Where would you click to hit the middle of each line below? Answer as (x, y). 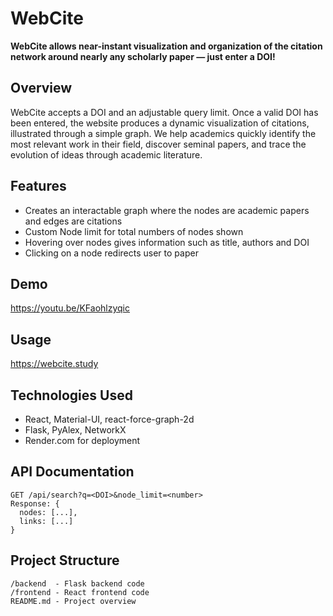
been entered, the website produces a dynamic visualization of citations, (160, 123)
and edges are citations (73, 221)
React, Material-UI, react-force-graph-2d (109, 419)
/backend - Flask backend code (77, 583)
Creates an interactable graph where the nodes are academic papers (167, 210)
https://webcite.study (54, 364)
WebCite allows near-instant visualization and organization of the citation (166, 46)
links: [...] (46, 521)
